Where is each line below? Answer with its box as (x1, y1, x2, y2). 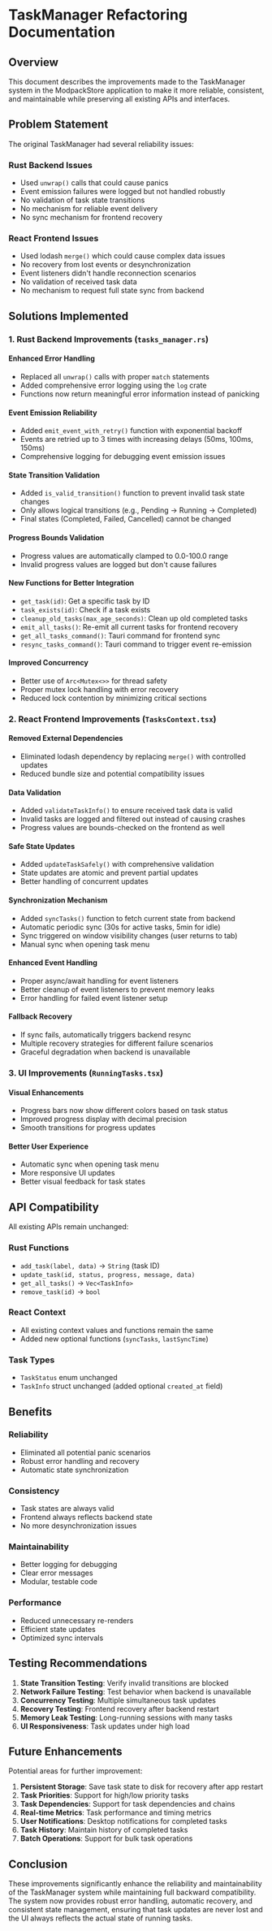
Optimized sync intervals (19, 1633, 104, 1643)
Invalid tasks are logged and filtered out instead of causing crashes (19, 814, 246, 824)
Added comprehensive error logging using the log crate (19, 380, 207, 390)
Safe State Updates (8, 841, 76, 851)
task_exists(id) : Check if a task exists (19, 604, 151, 614)
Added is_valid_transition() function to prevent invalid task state (19, 488, 245, 498)
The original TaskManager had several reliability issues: (8, 139, 195, 149)
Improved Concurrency (8, 658, 89, 668)
